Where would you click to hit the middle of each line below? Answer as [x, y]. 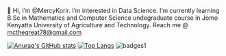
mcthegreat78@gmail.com [45, 32]
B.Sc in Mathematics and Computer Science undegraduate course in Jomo [113, 18]
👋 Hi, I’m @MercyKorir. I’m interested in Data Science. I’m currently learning [113, 11]
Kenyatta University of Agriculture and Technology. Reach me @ [98, 25]
